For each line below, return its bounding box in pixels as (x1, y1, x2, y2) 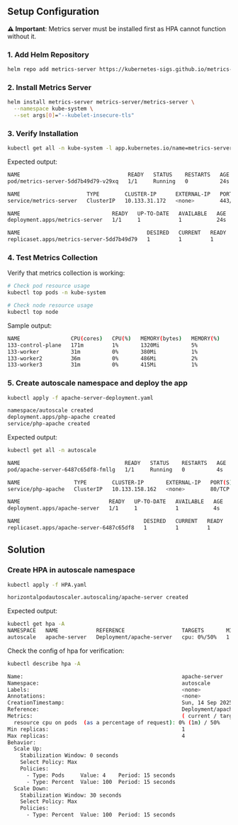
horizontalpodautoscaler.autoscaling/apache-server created (7, 594, 189, 601)
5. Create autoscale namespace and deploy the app (7, 378, 188, 388)
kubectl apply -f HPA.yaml (7, 581, 87, 588)
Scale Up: (13, 746, 42, 753)
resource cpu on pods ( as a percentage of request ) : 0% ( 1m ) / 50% (13, 719, 220, 726)
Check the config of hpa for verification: (7, 646, 125, 655)
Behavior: (7, 739, 37, 746)
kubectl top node (7, 308, 59, 315)
